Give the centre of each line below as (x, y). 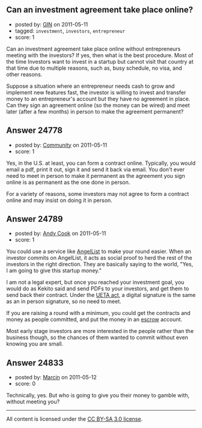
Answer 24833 (35, 363)
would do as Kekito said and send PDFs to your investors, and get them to (98, 289)
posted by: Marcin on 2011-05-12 (56, 378)
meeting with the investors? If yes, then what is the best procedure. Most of (100, 55)
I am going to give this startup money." (54, 271)
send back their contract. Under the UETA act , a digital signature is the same (101, 295)
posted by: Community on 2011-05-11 (61, 145)
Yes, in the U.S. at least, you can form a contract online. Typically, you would (101, 163)
